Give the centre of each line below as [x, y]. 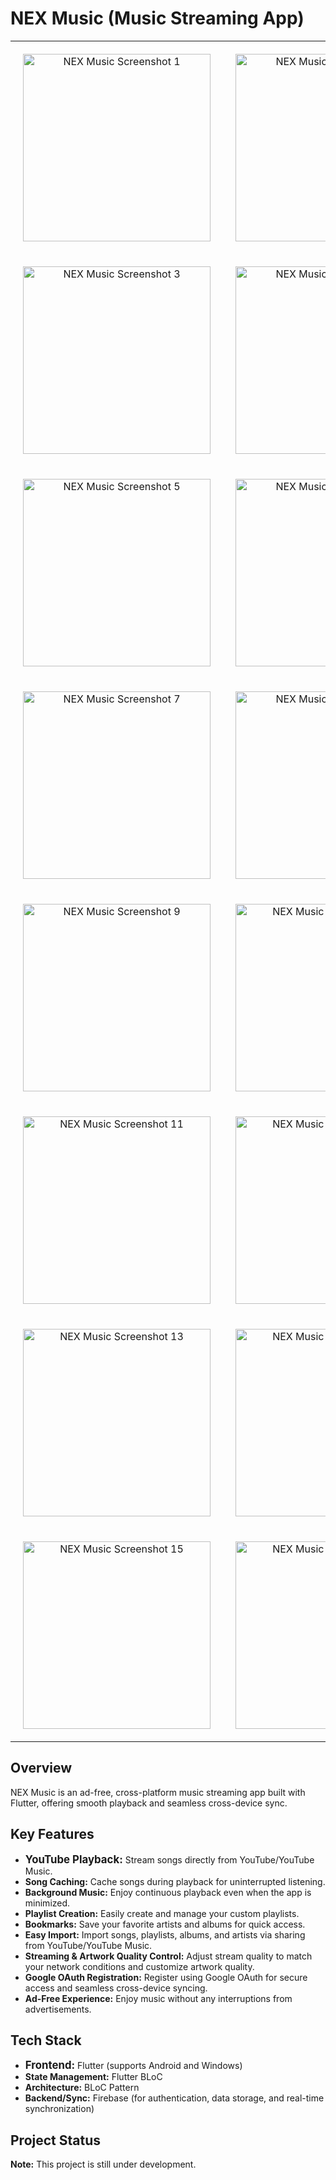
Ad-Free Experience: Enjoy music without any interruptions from [158, 1998]
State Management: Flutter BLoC [93, 2077]
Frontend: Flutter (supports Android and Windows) [133, 2065]
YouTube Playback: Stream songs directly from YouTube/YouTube [169, 1859]
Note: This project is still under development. [103, 2164]
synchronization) [59, 2109]
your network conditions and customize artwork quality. [139, 1966]
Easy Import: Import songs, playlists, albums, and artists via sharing [165, 1934]
